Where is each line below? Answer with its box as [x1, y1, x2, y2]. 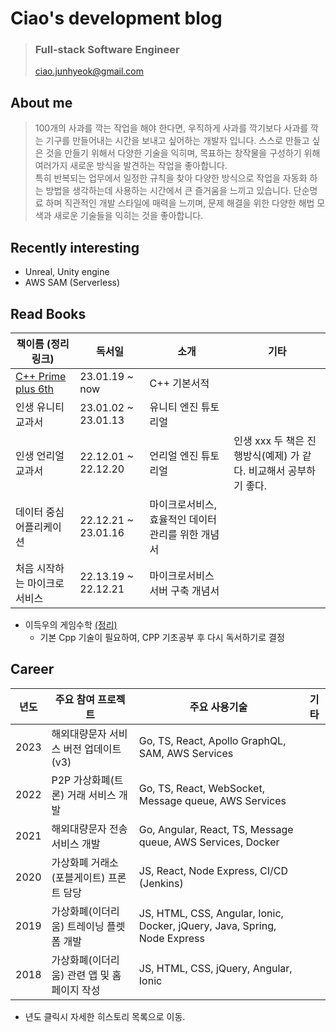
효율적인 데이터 [149, 512, 217, 526]
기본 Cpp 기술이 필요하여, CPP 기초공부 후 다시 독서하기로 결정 [39, 631, 285, 643]
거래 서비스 [66, 788, 117, 802]
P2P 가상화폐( [51, 773, 115, 787]
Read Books [10, 305, 87, 322]
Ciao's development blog [10, 7, 223, 30]
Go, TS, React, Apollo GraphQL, [138, 733, 287, 747]
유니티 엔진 [149, 400, 199, 414]
